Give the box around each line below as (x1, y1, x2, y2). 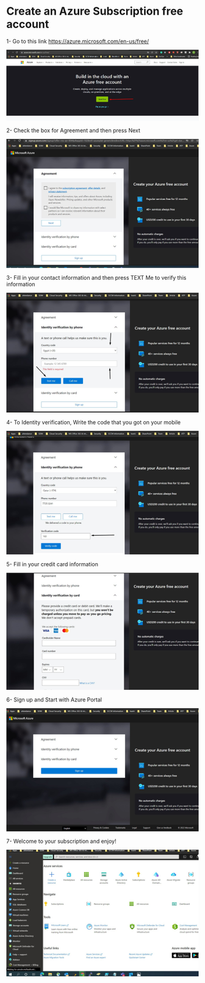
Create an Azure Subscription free (6, 4, 184, 18)
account (6, 17, 49, 31)
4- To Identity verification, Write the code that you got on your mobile (6, 418, 181, 426)
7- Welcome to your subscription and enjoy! (6, 837, 117, 845)
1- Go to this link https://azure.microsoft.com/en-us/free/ (6, 37, 149, 45)
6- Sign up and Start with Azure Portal (6, 696, 103, 703)
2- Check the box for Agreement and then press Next (6, 127, 140, 134)
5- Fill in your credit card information (6, 561, 99, 568)
